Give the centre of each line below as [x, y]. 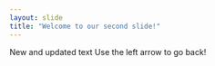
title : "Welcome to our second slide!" [85, 26]
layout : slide [36, 18]
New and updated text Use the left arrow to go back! [108, 52]
